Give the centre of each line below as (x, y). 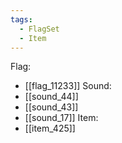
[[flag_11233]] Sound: (68, 86)
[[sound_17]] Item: (61, 118)
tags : (21, 19)
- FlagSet (39, 29)
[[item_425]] (50, 128)
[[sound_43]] (51, 107)
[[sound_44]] (51, 97)
